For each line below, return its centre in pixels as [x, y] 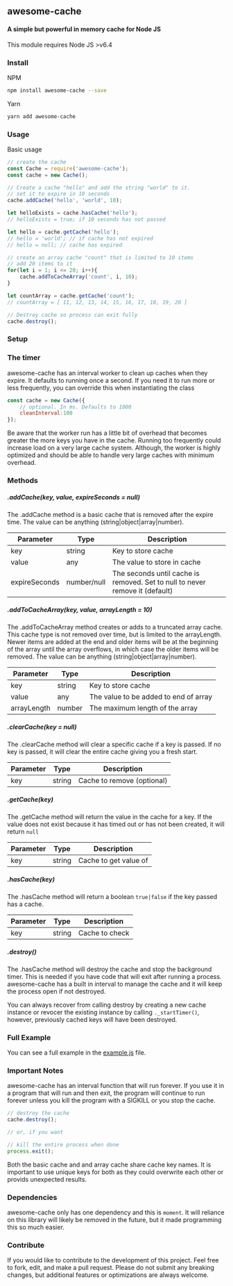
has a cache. [25, 904]
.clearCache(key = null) [42, 727]
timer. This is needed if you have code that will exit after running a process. [114, 976]
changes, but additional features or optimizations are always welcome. [108, 1275]
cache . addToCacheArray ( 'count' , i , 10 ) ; [79, 277]
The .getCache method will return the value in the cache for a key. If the [110, 816]
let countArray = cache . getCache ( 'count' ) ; [71, 296]
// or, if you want [35, 1132]
